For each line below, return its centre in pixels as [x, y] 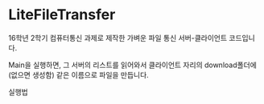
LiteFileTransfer [62, 15]
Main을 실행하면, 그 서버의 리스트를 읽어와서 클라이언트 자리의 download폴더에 [133, 65]
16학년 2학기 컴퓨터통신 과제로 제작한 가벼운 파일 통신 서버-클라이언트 [118, 38]
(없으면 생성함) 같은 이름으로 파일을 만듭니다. [78, 74]
